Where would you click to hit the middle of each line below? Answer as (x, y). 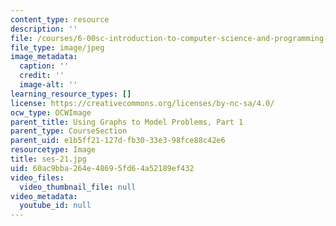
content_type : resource (60, 19)
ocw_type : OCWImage (51, 112)
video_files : (37, 177)
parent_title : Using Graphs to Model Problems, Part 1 (127, 122)
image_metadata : (44, 57)
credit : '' (42, 76)
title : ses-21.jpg (48, 159)
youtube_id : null (55, 206)
